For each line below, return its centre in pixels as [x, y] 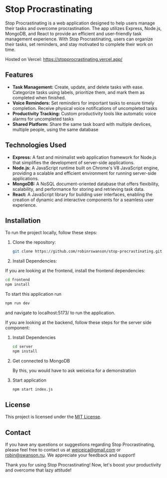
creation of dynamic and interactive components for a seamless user [83, 200]
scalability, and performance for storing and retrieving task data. [79, 189]
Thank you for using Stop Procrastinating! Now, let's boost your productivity [83, 465]
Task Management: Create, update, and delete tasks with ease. [78, 87]
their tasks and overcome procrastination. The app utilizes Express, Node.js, [83, 28]
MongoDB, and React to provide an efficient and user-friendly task [74, 33]
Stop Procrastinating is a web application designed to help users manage [80, 23]
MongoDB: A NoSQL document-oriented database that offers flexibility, [86, 184]
